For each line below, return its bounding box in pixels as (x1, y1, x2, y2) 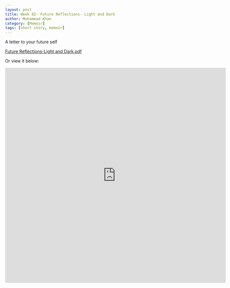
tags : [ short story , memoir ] (5, 26, 65, 30)
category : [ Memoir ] (5, 21, 45, 26)
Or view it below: (5, 58, 39, 64)
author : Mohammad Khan (5, 16, 52, 21)
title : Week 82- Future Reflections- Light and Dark (5, 12, 115, 17)
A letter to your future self (5, 39, 57, 45)
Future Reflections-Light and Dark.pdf (5, 49, 82, 55)
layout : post (5, 7, 32, 12)
